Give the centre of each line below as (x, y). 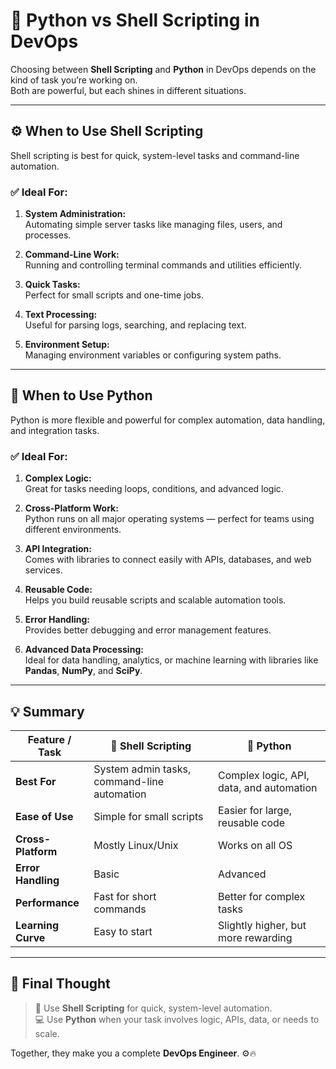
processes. (48, 235)
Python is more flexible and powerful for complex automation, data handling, (168, 420)
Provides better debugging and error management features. (148, 630)
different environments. (73, 530)
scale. (47, 1033)
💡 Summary (47, 711)
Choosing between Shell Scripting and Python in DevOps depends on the (163, 69)
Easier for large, (255, 810)
